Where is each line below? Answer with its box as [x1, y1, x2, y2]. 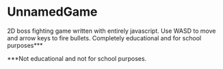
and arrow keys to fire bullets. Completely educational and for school [7, 33, 202, 42]
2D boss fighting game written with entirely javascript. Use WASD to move [7, 27, 216, 35]
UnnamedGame [7, 4, 98, 20]
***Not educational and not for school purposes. [7, 54, 147, 62]
